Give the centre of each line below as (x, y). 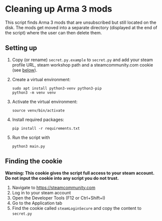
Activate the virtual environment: (45, 102)
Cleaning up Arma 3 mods (59, 9)
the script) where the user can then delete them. (54, 33)
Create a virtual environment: (41, 79)
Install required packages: (38, 119)
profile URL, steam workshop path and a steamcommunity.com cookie (82, 65)
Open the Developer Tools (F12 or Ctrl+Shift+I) (59, 198)
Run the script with (31, 137)
